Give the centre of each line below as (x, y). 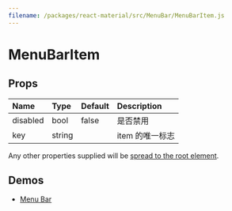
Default (95, 106)
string (62, 135)
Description (139, 106)
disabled (28, 120)
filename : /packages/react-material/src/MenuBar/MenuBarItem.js (116, 15)
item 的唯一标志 (146, 135)
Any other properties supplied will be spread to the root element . (114, 156)
